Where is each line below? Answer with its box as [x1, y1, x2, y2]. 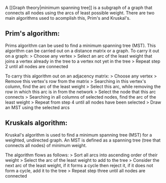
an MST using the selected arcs [5, 104, 70, 110]
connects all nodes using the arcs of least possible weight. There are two [5, 10, 155, 16]
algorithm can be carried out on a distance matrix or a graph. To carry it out [5, 47, 160, 54]
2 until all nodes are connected [5, 63, 68, 69]
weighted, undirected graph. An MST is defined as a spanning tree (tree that [5, 137, 161, 143]
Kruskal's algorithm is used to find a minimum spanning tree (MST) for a [5, 132, 152, 138]
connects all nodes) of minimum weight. [5, 142, 87, 148]
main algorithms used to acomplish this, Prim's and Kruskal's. [5, 15, 131, 21]
